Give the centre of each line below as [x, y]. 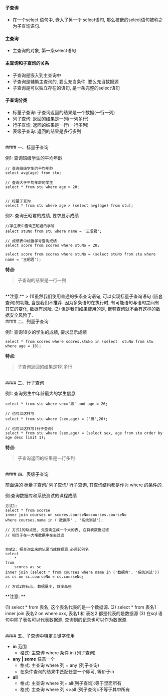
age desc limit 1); [26, 438]
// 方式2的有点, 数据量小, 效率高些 [38, 586]
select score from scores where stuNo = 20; [52, 245]
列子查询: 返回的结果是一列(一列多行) [50, 119]
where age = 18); [23, 346]
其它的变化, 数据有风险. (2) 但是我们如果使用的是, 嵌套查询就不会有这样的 [81, 309]
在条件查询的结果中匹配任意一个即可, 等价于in [67, 671]
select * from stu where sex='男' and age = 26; [56, 404]
